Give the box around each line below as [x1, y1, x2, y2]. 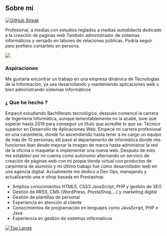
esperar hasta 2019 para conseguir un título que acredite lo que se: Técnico [5, 121, 161, 127]
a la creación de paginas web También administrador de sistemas [5, 32, 140, 38]
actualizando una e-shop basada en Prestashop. [5, 174, 105, 180]
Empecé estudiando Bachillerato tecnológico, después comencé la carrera [5, 110, 159, 116]
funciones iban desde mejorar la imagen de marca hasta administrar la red [5, 142, 158, 148]
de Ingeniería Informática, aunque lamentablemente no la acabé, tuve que [5, 116, 157, 122]
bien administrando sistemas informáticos [5, 87, 91, 93]
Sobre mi [5, 4, 34, 12]
